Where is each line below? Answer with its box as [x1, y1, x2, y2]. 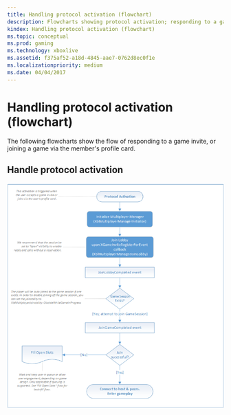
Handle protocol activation [7, 164, 124, 175]
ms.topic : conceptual [7, 33, 69, 40]
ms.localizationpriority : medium [7, 62, 103, 69]
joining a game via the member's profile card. [7, 144, 136, 153]
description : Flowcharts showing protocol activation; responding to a [7, 18, 217, 25]
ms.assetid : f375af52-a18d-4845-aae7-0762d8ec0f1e [7, 55, 155, 62]
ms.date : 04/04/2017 [7, 69, 67, 76]
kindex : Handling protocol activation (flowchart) [7, 25, 155, 32]
